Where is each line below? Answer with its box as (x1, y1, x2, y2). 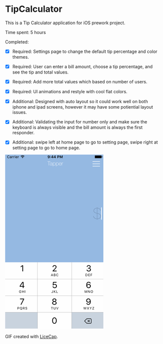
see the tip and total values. (12, 69, 69, 75)
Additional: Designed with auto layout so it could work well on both (12, 99, 148, 105)
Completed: (5, 38, 29, 45)
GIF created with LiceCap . (5, 334, 58, 340)
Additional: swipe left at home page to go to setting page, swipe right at (12, 139, 158, 145)
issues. (12, 110, 27, 115)
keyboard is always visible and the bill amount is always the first (12, 124, 143, 130)
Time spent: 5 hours (5, 29, 46, 35)
